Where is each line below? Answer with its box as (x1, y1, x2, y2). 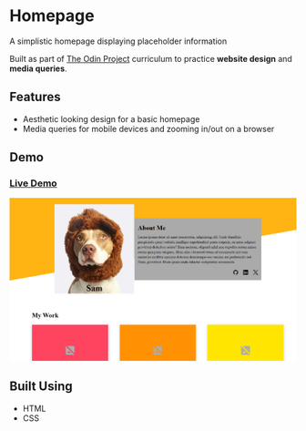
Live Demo (9, 177, 57, 190)
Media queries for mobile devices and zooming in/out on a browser (22, 123, 275, 134)
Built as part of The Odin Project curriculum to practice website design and (9, 53, 293, 64)
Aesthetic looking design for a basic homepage (22, 113, 200, 124)
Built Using (9, 379, 73, 395)
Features (9, 89, 61, 105)
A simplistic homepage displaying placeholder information (9, 36, 228, 46)
